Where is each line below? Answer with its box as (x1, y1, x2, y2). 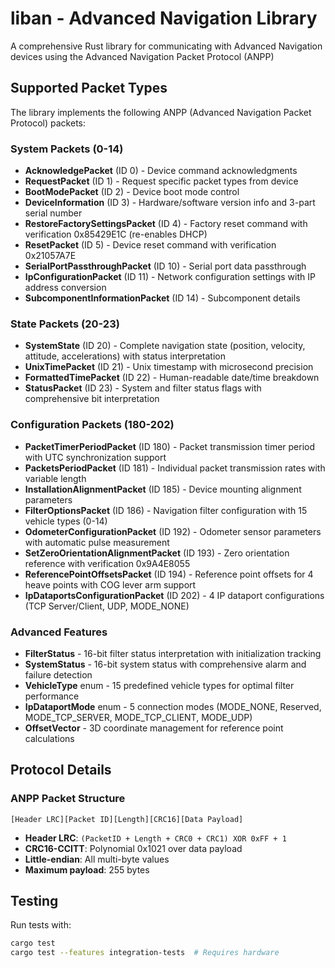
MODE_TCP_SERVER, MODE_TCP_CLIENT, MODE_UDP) (24, 711, 253, 723)
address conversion (24, 282, 107, 294)
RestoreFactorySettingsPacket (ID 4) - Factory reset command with (24, 218, 308, 230)
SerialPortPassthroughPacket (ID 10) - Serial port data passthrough (24, 260, 307, 272)
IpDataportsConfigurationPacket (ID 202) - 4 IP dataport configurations (24, 589, 325, 601)
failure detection (24, 668, 93, 681)
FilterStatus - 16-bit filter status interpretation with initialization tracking (24, 647, 322, 659)
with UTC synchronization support (24, 451, 167, 463)
